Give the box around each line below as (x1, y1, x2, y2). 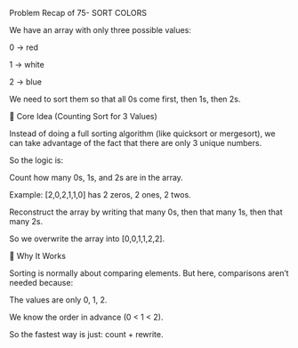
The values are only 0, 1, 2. (9, 295, 108, 305)
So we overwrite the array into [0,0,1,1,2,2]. (9, 233, 165, 244)
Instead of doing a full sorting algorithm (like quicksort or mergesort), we (9, 128, 276, 139)
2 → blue (9, 77, 43, 87)
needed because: (9, 278, 74, 287)
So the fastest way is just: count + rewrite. (9, 329, 164, 339)
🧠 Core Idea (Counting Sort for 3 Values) (9, 111, 157, 121)
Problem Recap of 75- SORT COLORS (9, 8, 147, 18)
